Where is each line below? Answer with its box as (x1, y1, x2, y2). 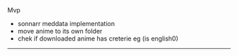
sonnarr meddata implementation (17, 20, 115, 27)
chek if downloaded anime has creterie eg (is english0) (17, 34, 178, 43)
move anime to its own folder (17, 27, 103, 35)
